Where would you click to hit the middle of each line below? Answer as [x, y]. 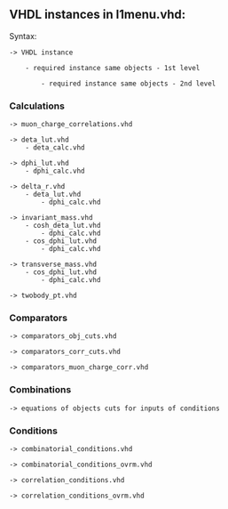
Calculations [37, 106]
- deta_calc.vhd [55, 148]
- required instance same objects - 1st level [113, 68]
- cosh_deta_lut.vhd [63, 226]
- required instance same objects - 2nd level [129, 84]
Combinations [40, 390]
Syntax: [23, 36]
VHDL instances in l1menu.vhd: [98, 15]
